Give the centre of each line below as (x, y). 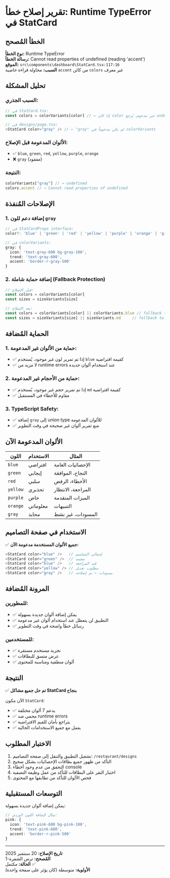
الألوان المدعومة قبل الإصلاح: (37, 142)
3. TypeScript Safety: (32, 409)
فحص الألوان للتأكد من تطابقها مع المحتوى (52, 777)
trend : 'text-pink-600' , (36, 829)
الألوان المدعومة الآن (34, 442)
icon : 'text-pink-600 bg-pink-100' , (48, 825)
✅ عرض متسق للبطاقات (36, 656)
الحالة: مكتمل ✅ (20, 864)
